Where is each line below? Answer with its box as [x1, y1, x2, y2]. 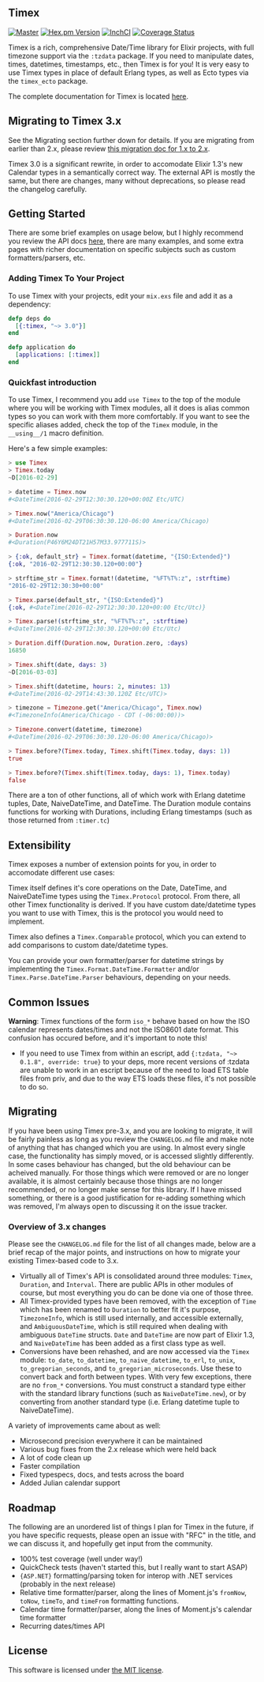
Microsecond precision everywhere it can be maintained [19, 1436, 203, 1446]
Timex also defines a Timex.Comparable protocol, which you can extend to [8, 932, 247, 942]
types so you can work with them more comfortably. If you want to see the [8, 412, 250, 421]
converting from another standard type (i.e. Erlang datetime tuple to [19, 1398, 240, 1407]
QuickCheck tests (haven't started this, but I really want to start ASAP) [19, 1562, 248, 1571]
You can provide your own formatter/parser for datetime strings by [8, 956, 225, 965]
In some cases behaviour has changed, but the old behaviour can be [8, 1159, 231, 1168]
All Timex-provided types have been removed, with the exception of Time [19, 1296, 257, 1306]
